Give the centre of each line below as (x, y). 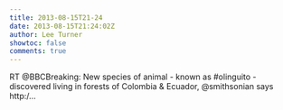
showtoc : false (38, 43)
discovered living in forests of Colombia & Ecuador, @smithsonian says (141, 87)
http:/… (23, 96)
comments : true (38, 51)
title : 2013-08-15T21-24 (56, 18)
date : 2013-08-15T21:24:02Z (62, 26)
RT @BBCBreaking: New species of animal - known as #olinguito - (133, 77)
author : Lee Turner (46, 34)
